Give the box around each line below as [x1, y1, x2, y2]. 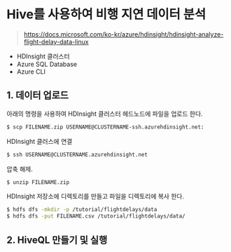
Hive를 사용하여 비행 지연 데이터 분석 [6, 6, 206, 22]
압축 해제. [6, 164, 33, 173]
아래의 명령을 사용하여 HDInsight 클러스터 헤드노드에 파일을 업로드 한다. [6, 110, 204, 118]
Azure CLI [16, 67, 46, 76]
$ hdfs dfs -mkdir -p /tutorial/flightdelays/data [6, 206, 157, 213]
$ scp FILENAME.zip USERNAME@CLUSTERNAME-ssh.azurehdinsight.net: [6, 124, 204, 131]
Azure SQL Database [16, 60, 78, 68]
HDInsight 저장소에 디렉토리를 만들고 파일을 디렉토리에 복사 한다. [6, 192, 185, 201]
